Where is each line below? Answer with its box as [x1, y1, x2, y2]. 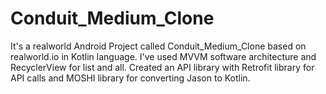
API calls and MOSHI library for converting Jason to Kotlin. [10, 72, 251, 84]
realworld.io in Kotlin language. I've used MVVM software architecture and [10, 50, 317, 62]
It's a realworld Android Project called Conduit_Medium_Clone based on [10, 40, 307, 52]
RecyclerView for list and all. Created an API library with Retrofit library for [10, 61, 315, 73]
